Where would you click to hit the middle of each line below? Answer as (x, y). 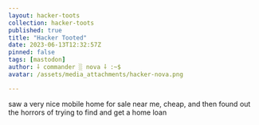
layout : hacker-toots (44, 15)
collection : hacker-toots (51, 23)
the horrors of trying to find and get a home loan (88, 112)
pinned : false (32, 52)
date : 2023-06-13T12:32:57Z (55, 45)
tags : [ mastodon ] (37, 60)
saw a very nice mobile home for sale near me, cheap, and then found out (129, 104)
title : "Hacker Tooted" (48, 38)
